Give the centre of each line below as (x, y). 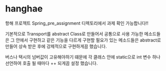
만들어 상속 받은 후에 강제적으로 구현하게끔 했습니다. (56, 46)
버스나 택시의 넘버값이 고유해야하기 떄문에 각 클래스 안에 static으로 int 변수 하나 (83, 57)
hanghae (24, 9)
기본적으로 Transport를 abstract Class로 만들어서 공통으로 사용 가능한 (74, 33)
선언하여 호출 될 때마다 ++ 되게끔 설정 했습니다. (51, 63)
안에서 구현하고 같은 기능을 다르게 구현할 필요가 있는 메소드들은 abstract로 (89, 40)
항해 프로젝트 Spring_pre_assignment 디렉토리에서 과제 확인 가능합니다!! (77, 23)
